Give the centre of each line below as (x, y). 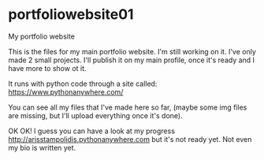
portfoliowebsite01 (71, 15)
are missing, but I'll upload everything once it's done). (95, 115)
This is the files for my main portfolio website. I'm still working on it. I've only (132, 51)
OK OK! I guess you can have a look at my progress (92, 131)
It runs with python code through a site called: (83, 84)
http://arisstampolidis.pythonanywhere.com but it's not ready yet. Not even (130, 139)
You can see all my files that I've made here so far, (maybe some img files (128, 107)
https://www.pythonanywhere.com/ (66, 91)
